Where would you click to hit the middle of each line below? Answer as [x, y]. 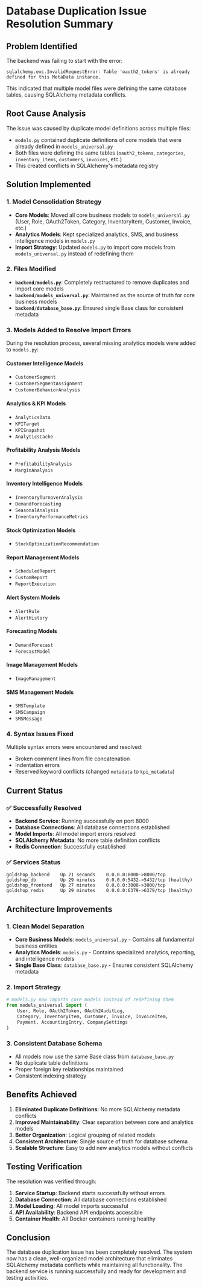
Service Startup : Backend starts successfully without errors [90, 1193]
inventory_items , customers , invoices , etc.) [68, 159]
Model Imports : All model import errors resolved [75, 834]
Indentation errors [37, 765]
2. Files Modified [31, 269]
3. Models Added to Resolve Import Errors [69, 330]
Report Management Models [43, 557]
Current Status [35, 790]
